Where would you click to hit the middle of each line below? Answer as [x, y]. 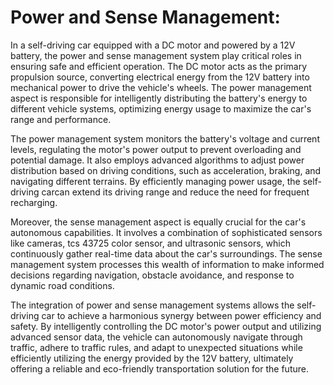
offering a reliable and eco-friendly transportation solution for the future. [159, 368]
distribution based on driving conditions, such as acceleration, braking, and [166, 170]
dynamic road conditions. [62, 285]
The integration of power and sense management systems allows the [152, 305]
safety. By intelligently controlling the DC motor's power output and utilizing [166, 326]
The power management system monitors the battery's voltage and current [165, 138]
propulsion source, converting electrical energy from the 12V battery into [160, 77]
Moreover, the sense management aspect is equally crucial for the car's [158, 222]
